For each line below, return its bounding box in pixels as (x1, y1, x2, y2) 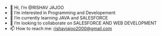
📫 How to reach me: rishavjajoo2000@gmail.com (9, 26, 112, 31)
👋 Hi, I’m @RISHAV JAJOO (9, 5, 64, 10)
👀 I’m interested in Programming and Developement (9, 10, 116, 16)
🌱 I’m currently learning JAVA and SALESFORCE (9, 15, 108, 20)
